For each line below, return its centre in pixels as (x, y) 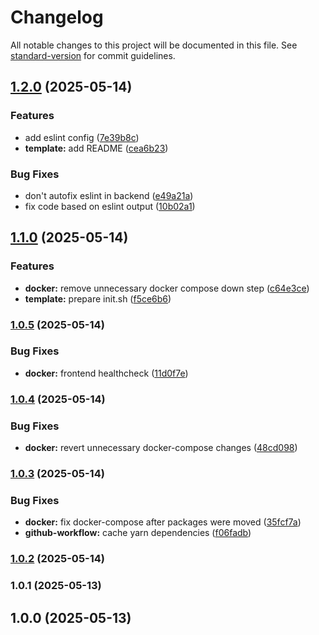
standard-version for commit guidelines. (93, 55)
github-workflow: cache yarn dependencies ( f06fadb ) (138, 533)
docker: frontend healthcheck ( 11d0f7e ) (106, 373)
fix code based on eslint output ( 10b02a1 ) (110, 206)
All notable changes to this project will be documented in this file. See (154, 45)
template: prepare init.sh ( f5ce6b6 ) (98, 298)
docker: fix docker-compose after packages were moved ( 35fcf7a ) (163, 522)
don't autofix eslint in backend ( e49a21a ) (109, 195)
